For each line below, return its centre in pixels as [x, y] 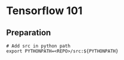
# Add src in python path [38, 46]
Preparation [29, 33]
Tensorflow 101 [44, 11]
